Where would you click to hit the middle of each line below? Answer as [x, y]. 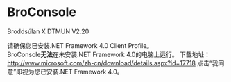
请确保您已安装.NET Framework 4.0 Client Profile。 [80, 45]
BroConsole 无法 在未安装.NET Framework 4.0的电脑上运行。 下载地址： [109, 54]
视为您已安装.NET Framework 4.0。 [72, 72]
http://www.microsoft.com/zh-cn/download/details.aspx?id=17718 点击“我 [113, 63]
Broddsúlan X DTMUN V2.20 [48, 31]
